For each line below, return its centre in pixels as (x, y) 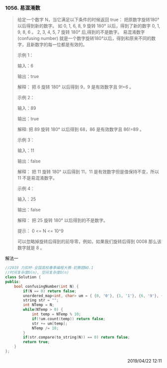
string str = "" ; (41, 300)
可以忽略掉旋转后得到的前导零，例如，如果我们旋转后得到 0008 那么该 (89, 242)
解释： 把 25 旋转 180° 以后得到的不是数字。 (62, 220)
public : (13, 282)
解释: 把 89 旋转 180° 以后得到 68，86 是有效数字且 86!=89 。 (81, 129)
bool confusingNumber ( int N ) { (46, 286)
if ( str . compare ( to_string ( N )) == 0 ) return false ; (77, 338)
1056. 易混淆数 (23, 7)
